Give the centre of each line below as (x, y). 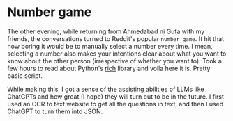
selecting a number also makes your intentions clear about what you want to (117, 54)
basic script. (25, 75)
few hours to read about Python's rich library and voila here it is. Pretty (109, 68)
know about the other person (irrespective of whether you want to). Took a (114, 60)
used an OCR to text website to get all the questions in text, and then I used (115, 104)
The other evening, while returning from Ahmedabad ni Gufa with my (106, 31)
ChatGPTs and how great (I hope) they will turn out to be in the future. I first (116, 96)
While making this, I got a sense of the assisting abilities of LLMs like (106, 89)
